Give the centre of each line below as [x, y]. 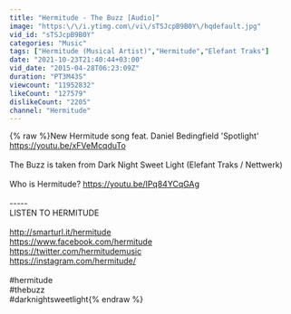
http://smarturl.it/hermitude [60, 233]
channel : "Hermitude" [50, 110]
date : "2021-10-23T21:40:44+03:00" [77, 60]
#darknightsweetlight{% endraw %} [77, 300]
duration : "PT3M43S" [48, 77]
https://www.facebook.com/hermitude [81, 242]
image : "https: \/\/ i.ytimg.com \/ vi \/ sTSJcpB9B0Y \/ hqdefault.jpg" [135, 26]
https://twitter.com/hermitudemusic [76, 252]
